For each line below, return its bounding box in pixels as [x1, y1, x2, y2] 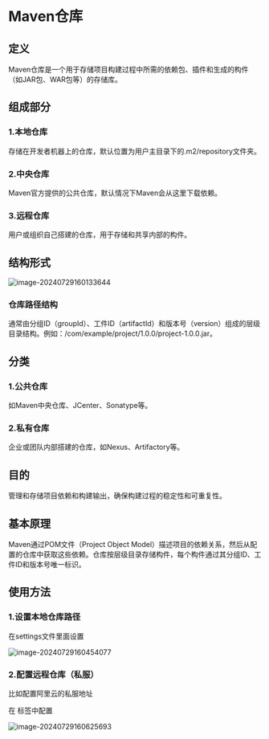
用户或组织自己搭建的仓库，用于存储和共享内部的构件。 [8, 230, 191, 239]
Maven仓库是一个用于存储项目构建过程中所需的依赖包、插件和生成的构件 [8, 65, 249, 74]
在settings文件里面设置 [8, 631, 84, 641]
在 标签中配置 [8, 705, 53, 715]
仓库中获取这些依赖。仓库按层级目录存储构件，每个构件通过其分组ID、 [22, 549, 255, 559]
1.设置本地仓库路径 [8, 611, 81, 623]
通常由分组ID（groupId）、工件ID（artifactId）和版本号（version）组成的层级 [8, 319, 261, 329]
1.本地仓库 [8, 126, 48, 137]
